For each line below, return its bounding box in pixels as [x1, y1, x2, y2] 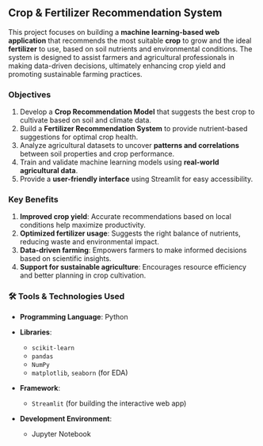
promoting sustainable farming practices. [8, 69, 143, 78]
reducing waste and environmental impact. [19, 237, 160, 247]
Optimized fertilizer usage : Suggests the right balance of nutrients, [19, 229, 241, 238]
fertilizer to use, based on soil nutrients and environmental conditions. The [8, 43, 253, 54]
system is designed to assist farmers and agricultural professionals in [8, 52, 235, 62]
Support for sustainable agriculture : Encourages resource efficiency [19, 263, 247, 272]
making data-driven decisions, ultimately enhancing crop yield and [8, 61, 226, 70]
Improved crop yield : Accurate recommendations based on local [19, 212, 232, 221]
